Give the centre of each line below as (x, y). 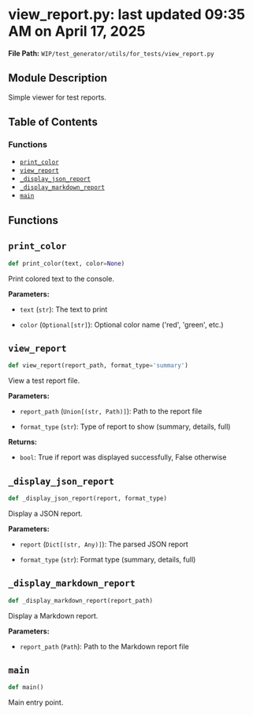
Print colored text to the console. (61, 278)
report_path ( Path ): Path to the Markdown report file (104, 646)
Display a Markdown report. (53, 615)
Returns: (23, 442)
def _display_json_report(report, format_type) (88, 499)
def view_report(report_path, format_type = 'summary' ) (99, 365)
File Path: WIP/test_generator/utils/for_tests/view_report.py (111, 53)
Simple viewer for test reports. (57, 97)
